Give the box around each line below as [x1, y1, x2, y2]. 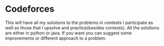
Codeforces [5, 3, 55, 15]
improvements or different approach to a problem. [5, 35, 107, 41]
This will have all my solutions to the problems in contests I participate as [5, 20, 154, 25]
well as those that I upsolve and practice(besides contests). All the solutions [5, 24, 160, 30]
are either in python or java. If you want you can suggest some [5, 30, 132, 36]
